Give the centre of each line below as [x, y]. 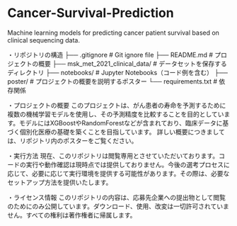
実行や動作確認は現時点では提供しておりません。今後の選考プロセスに [128, 164]
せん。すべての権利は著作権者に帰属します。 [72, 215]
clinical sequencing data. [44, 40]
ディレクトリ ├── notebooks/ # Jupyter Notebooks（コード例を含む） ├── [118, 72]
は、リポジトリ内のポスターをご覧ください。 [73, 140]
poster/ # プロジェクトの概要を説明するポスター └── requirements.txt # [112, 81]
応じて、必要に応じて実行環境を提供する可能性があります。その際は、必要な [118, 173]
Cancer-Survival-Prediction [91, 13]
